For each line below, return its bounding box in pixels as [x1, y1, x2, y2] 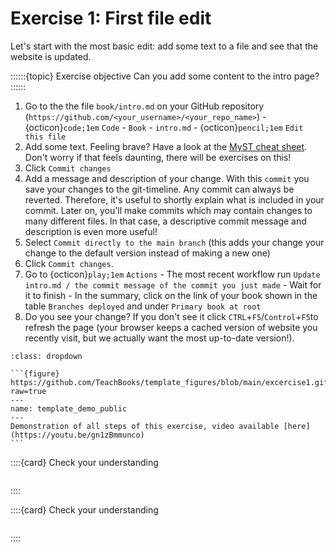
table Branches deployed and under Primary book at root [24, 300, 262, 312]
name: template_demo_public [10, 403, 128, 414]
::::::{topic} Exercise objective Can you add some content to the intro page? [10, 70, 320, 82]
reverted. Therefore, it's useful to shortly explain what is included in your [24, 193, 325, 206]
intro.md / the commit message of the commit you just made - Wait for [24, 278, 322, 291]
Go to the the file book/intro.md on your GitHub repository [24, 100, 265, 112]
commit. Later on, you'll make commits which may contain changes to [24, 204, 313, 216]
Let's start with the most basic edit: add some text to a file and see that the [10, 40, 319, 52]
